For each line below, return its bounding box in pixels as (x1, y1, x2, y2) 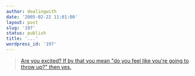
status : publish (6, 30, 46, 36)
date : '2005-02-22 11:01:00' (6, 14, 78, 20)
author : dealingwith (6, 8, 57, 15)
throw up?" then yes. (20, 63, 72, 70)
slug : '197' (6, 25, 35, 31)
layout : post (6, 19, 38, 25)
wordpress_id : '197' (6, 42, 57, 47)
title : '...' (6, 36, 38, 42)
